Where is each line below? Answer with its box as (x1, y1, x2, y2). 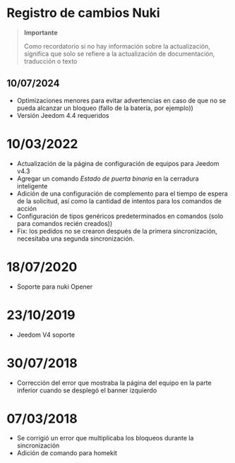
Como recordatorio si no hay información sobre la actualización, (23, 42, 211, 50)
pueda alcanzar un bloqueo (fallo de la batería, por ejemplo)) (16, 104, 193, 112)
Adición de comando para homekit (16, 449, 118, 457)
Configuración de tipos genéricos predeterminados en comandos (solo (16, 212, 224, 220)
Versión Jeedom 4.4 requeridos (16, 111, 109, 119)
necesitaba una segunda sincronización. (16, 234, 135, 243)
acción (16, 204, 37, 212)
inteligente (16, 181, 48, 190)
